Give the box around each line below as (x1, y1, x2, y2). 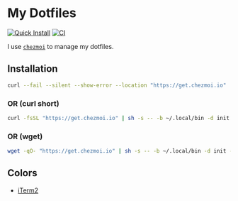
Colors (7, 167, 38, 179)
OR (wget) (7, 131, 43, 141)
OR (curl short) (7, 98, 59, 108)
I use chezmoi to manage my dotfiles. (7, 42, 114, 50)
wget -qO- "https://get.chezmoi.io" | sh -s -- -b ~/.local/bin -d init (7, 148, 227, 155)
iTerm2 (17, 186, 39, 195)
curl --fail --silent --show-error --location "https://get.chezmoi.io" (7, 82, 227, 89)
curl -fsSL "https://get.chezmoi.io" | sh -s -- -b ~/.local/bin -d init (7, 114, 230, 121)
